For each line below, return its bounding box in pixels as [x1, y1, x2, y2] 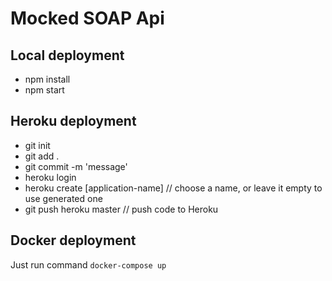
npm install [24, 73, 71, 85]
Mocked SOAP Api [10, 7, 165, 30]
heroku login [24, 171, 77, 183]
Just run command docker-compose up [10, 258, 167, 271]
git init [24, 139, 51, 151]
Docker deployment [10, 232, 137, 249]
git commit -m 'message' [24, 160, 128, 172]
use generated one [24, 192, 103, 204]
